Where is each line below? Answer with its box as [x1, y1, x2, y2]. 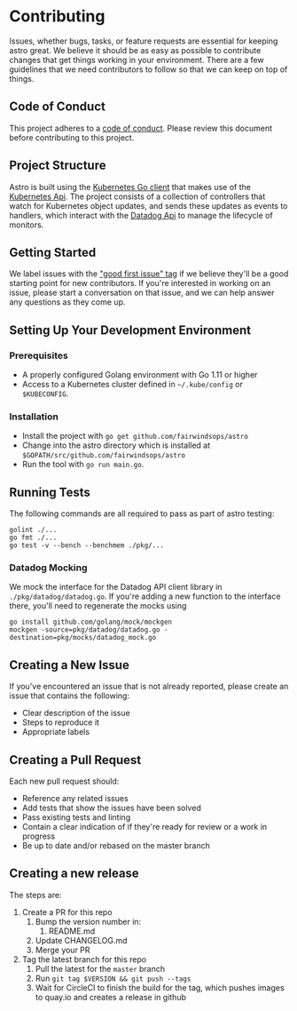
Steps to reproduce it [21, 717, 100, 728]
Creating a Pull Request [9, 752, 142, 768]
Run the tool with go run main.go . [21, 459, 145, 470]
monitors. [9, 219, 44, 230]
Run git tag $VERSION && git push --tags [35, 973, 191, 983]
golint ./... [9, 526, 58, 535]
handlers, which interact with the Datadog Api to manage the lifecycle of [9, 210, 273, 220]
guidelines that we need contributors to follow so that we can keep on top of [9, 64, 288, 75]
